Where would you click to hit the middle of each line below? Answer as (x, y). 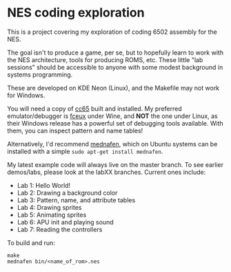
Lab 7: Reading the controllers (60, 229)
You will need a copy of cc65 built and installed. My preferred (94, 108)
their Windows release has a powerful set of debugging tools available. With (115, 123)
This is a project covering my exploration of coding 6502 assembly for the (112, 32)
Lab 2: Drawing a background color (67, 193)
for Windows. (26, 95)
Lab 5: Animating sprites (52, 215)
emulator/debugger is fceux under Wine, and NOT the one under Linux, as (113, 116)
